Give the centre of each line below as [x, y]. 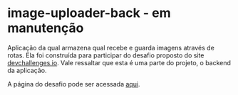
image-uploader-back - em [89, 13]
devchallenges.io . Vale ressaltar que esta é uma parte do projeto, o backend [119, 62]
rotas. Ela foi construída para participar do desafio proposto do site [106, 55]
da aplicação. [27, 70]
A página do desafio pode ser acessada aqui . [74, 84]
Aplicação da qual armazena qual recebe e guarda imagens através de [111, 47]
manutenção [46, 28]
